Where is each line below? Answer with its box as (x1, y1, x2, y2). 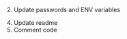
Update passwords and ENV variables (13, 6, 121, 13)
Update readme (13, 19, 58, 26)
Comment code (13, 26, 58, 34)
